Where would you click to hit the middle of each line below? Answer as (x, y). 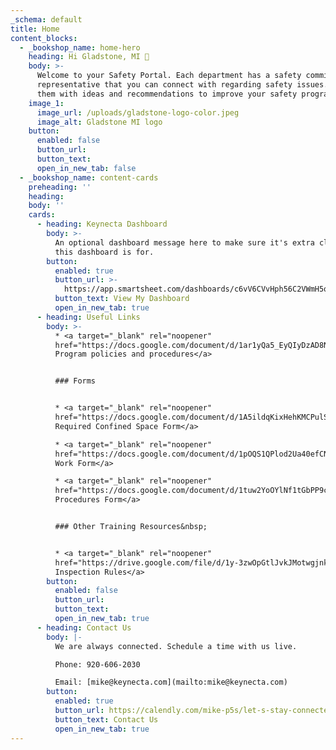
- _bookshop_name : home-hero (80, 47)
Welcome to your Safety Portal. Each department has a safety (169, 76)
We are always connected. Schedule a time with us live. (176, 646)
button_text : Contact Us (106, 719)
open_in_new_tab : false (86, 168)
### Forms (75, 381)
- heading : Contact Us (84, 627)
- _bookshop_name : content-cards (89, 177)
